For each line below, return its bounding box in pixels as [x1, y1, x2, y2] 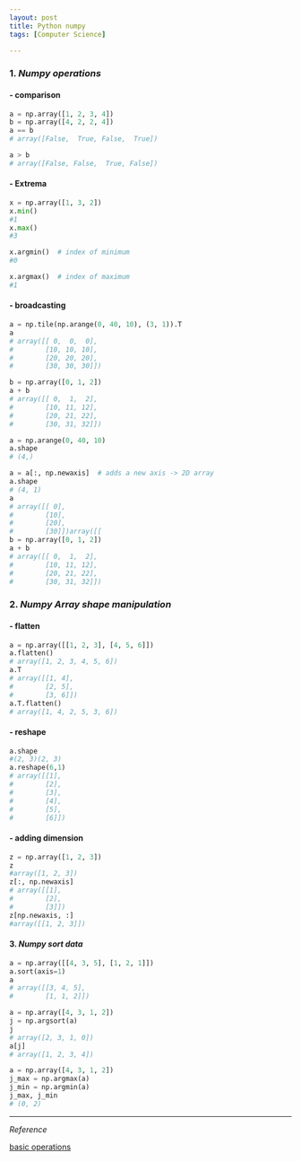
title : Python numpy [9, 22, 87, 31]
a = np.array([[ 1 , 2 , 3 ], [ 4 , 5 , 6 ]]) [9, 641, 154, 650]
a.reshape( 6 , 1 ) [9, 764, 66, 773]
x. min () [9, 206, 39, 215]
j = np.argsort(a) [9, 1017, 78, 1026]
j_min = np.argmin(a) [9, 1083, 90, 1092]
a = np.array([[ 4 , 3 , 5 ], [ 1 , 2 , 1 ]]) [9, 958, 154, 967]
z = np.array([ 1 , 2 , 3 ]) [9, 852, 102, 861]
